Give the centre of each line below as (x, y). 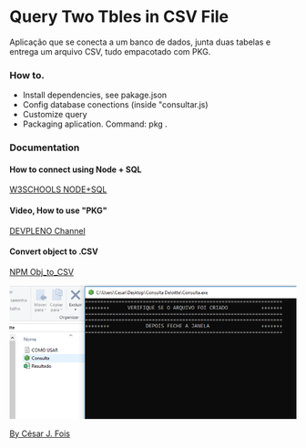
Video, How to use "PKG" (58, 210)
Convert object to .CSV (54, 251)
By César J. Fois (40, 433)
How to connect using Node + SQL (76, 169)
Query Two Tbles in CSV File (119, 17)
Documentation (45, 148)
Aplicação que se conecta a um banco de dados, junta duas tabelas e (140, 42)
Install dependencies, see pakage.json (95, 95)
